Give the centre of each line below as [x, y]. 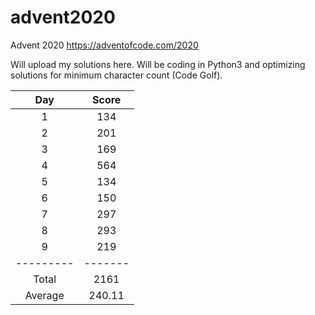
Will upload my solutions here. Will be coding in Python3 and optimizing [158, 64]
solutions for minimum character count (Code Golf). [116, 75]
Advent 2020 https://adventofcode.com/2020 [104, 45]
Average [44, 295]
